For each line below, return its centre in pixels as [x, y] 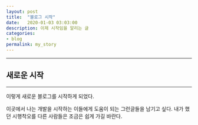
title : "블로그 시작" [31, 17]
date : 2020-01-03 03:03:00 [42, 22]
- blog [14, 39]
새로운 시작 [25, 75]
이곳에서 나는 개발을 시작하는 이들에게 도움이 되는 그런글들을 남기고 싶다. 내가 [95, 108]
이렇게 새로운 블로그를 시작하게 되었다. [50, 96]
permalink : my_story [32, 45]
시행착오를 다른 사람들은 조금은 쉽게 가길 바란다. [67, 116]
